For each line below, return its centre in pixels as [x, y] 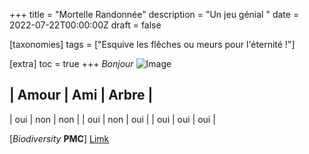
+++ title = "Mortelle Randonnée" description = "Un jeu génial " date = [154, 14]
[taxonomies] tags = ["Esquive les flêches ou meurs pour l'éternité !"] [152, 44]
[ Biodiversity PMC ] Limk [59, 138]
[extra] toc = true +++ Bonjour [71, 63]
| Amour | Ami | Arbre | [81, 95]
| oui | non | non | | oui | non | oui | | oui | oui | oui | [112, 119]
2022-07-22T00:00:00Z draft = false [85, 25]
